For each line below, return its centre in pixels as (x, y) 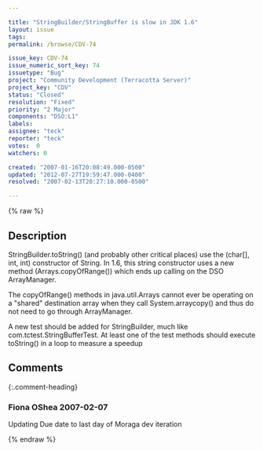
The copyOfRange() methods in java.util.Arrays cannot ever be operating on (131, 294)
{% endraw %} (32, 439)
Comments (36, 368)
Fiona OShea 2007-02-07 (58, 407)
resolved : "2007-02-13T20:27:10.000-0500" (79, 182)
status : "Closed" (37, 95)
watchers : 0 (27, 153)
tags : (17, 37)
